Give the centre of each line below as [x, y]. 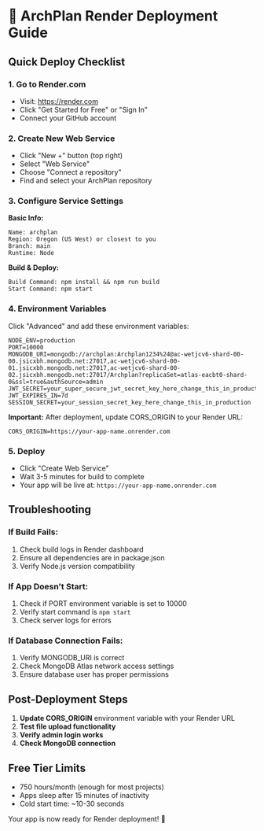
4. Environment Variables [57, 308]
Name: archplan [33, 233]
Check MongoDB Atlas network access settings [97, 666]
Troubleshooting [50, 510]
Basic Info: [26, 218]
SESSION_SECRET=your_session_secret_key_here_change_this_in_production [130, 402]
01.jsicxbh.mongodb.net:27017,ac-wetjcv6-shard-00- [94, 368]
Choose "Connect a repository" [70, 172]
